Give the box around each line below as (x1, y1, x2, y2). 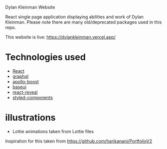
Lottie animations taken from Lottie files (12, 128, 94, 134)
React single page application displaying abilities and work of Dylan (5, 14, 144, 19)
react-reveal (12, 89, 38, 95)
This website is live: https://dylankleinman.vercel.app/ (5, 34, 116, 40)
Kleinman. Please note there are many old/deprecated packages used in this (5, 19, 162, 25)
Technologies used (5, 52, 86, 63)
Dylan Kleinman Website (5, 4, 55, 10)
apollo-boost (12, 78, 39, 84)
